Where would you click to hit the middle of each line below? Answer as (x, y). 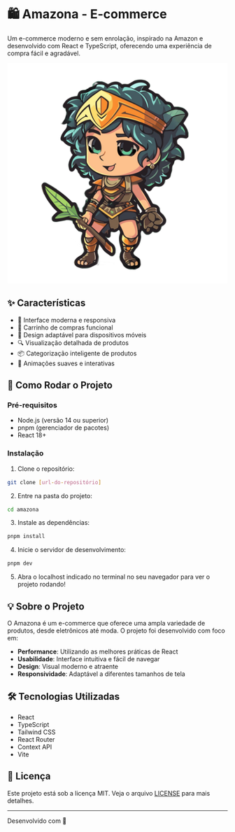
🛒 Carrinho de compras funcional (65, 327)
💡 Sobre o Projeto (46, 606)
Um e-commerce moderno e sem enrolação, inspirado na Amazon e (105, 38)
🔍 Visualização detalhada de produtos (73, 343)
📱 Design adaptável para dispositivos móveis (82, 334)
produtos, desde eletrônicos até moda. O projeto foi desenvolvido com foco (116, 630)
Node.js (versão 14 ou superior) (63, 421)
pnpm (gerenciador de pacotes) (63, 428)
